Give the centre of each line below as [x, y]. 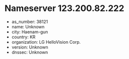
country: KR [24, 37]
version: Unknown [30, 47]
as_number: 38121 [30, 22]
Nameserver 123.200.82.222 [64, 8]
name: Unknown [28, 26]
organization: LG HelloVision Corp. [46, 42]
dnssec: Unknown [30, 52]
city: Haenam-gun [30, 32]
